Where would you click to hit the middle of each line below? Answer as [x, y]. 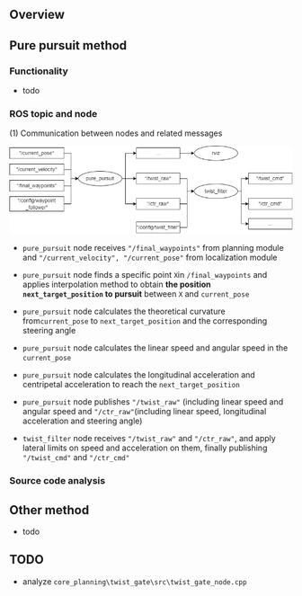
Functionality [39, 71]
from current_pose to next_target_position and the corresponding [145, 321]
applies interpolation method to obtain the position [116, 285]
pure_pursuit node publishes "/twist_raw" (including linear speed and [153, 402]
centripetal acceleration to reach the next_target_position [131, 385]
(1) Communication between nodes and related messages [116, 133]
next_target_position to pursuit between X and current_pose [136, 294]
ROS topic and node [53, 114]
